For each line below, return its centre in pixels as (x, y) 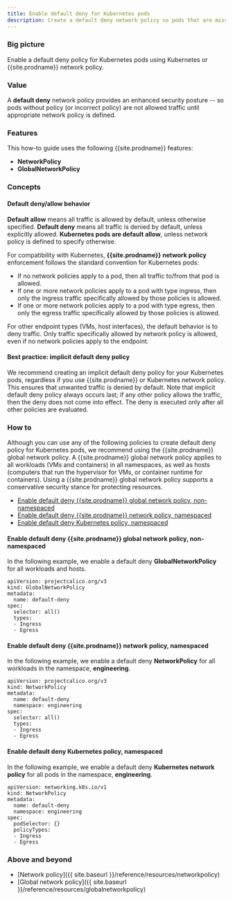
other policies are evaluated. (48, 409)
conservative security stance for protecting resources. (85, 487)
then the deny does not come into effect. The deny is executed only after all (115, 402)
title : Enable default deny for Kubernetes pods (79, 14)
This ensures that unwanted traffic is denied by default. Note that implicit (111, 387)
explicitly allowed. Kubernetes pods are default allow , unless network (107, 234)
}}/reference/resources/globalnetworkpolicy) (81, 889)
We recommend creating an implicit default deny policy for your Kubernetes (115, 372)
